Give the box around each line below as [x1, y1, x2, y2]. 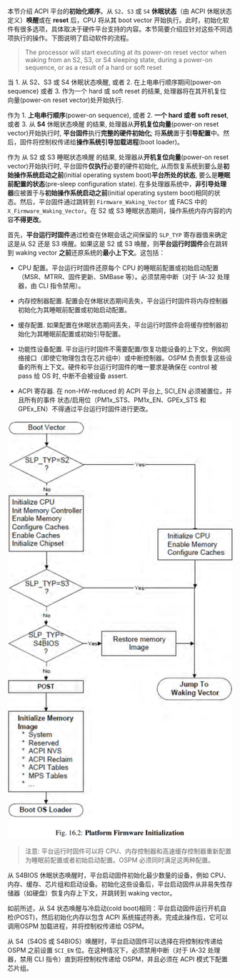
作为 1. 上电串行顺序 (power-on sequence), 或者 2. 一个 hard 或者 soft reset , [7, 111, 229, 119]
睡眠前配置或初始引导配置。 [42, 330, 125, 338]
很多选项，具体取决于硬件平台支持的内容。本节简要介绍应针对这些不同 [19, 25, 226, 33]
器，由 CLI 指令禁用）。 [17, 281, 85, 290]
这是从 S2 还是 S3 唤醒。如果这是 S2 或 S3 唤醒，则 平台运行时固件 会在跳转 [7, 239, 229, 248]
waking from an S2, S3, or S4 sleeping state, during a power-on [24, 56, 213, 64]
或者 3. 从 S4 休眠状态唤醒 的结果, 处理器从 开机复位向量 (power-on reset [7, 120, 219, 128]
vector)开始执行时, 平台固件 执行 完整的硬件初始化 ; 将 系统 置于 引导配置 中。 [7, 129, 224, 137]
